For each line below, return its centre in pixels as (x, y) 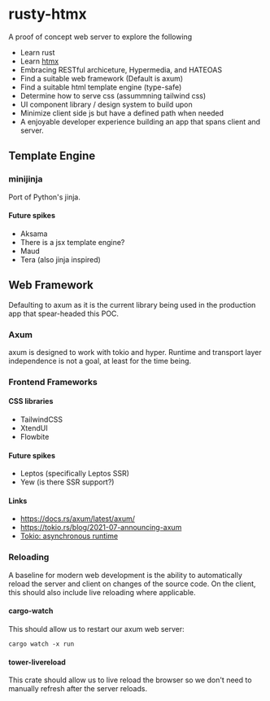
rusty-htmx (48, 14)
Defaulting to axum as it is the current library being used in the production (132, 304)
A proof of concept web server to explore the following (100, 37)
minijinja (26, 179)
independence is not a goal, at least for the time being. (100, 361)
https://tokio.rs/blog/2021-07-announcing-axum (101, 528)
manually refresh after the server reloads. (78, 689)
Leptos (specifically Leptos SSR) (75, 474)
